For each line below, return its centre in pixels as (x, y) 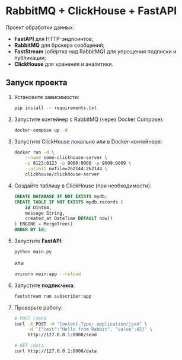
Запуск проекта (36, 83)
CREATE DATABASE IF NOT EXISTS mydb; (61, 196)
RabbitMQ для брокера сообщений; (59, 45)
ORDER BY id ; (30, 230)
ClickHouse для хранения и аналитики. (64, 64)
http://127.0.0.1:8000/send (62, 335)
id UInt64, (39, 208)
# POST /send (30, 318)
